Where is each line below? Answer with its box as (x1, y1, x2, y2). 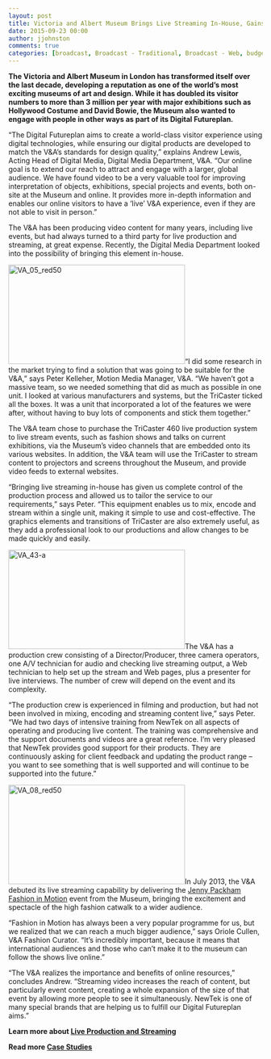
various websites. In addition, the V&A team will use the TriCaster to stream (8, 450, 258, 458)
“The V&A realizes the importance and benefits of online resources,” (8, 968, 236, 977)
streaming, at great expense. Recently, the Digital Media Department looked (8, 240, 261, 249)
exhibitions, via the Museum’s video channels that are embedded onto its (8, 441, 251, 450)
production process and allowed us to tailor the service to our (8, 491, 213, 500)
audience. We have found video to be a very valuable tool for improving (8, 173, 246, 182)
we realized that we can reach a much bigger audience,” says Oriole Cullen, (8, 927, 261, 936)
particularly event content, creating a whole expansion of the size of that (8, 986, 250, 994)
